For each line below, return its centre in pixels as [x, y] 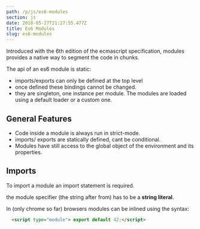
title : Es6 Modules [31, 28]
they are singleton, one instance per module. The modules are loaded [101, 94]
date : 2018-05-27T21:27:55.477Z [46, 23]
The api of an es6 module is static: [49, 69]
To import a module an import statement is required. [70, 185]
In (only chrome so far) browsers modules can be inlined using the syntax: [98, 209]
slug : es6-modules [29, 34]
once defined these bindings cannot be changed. [75, 87]
